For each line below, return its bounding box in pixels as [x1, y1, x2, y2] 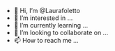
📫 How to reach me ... [13, 37, 79, 44]
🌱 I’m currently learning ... [13, 21, 89, 29]
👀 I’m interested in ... [13, 14, 73, 22]
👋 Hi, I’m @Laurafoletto [13, 7, 80, 14]
